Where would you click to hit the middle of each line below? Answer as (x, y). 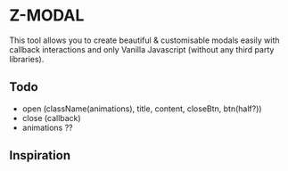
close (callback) (52, 118)
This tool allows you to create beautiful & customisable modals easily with (144, 40)
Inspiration (40, 155)
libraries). (27, 59)
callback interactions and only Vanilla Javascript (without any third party (142, 49)
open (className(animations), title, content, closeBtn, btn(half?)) (142, 109)
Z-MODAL (47, 16)
